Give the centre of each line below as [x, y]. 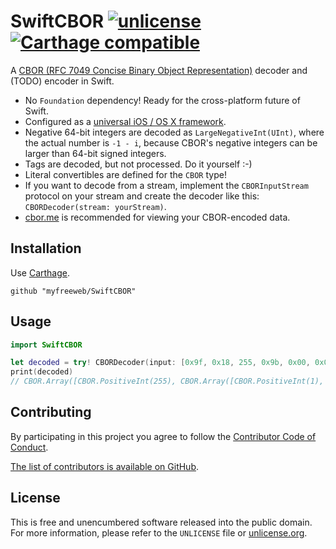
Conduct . [29, 447]
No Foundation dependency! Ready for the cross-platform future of [162, 100]
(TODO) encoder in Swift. [62, 81]
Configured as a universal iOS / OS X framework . [125, 121]
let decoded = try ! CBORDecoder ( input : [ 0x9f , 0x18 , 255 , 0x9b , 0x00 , [160, 363]
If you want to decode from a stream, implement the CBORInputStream [166, 185]
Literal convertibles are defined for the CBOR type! [125, 174]
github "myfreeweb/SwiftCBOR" [73, 291]
